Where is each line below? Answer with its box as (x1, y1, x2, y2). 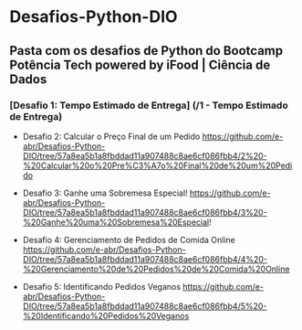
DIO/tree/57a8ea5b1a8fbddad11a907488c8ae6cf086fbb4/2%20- (22, 150, 267, 161)
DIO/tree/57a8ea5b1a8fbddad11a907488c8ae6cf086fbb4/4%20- (22, 253, 267, 264)
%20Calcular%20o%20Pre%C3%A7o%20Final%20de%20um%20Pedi (22, 160, 293, 171)
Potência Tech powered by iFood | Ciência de (9, 57, 271, 72)
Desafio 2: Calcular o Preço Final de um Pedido (22, 131, 201, 142)
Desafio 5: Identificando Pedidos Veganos (22, 281, 181, 292)
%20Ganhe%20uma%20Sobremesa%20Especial (22, 217, 210, 228)
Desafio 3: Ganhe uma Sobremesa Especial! (22, 187, 189, 198)
